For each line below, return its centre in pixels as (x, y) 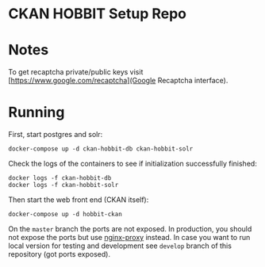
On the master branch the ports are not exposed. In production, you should (130, 229)
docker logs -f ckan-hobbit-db (60, 178)
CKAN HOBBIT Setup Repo (97, 14)
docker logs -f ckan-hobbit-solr (63, 185)
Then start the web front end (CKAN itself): (79, 200)
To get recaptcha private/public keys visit (76, 72)
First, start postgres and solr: (56, 135)
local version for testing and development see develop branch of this (120, 246)
